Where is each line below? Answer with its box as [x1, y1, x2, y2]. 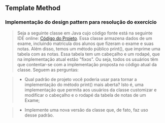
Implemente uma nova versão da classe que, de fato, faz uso [24, 107, 149, 113]
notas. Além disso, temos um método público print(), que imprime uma [17, 45, 161, 51]
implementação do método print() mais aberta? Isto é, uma [24, 82, 144, 87]
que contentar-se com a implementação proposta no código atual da [17, 61, 157, 67]
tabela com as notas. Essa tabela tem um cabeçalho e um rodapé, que [17, 51, 160, 57]
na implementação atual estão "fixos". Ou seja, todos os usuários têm [17, 56, 159, 62]
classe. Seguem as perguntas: [17, 67, 79, 73]
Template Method [5, 4, 61, 12]
